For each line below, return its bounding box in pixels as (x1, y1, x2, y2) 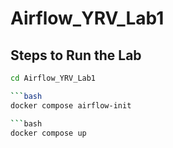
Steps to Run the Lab (10, 47, 142, 64)
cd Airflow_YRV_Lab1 (10, 73, 97, 83)
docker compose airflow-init (10, 100, 132, 111)
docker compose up (10, 128, 87, 138)
